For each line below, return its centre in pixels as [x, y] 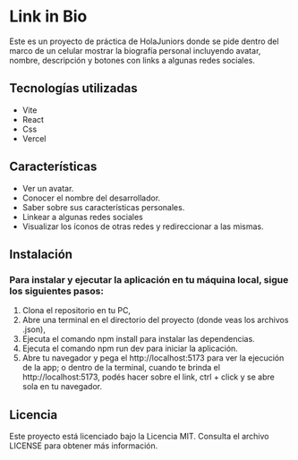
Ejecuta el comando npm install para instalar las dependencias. [138, 339]
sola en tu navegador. [62, 387]
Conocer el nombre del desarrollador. [91, 198]
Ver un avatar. [48, 188]
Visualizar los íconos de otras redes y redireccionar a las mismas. [143, 226]
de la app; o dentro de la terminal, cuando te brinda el [121, 368]
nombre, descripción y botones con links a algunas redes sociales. [132, 60]
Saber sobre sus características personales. [103, 207]
